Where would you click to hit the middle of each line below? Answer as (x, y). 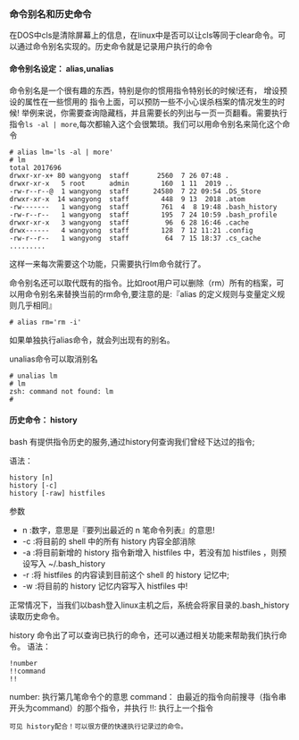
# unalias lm (33, 376)
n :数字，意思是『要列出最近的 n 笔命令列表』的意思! (119, 530)
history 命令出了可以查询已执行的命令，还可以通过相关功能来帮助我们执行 (144, 635)
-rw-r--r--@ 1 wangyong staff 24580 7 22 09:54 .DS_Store (135, 191)
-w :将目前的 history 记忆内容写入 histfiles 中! (105, 586)
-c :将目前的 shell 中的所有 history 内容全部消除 (109, 541)
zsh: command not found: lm (62, 391)
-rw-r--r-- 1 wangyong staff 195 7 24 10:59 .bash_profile (143, 215)
